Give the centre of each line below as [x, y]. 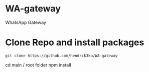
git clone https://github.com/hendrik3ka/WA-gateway [61, 56]
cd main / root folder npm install [38, 65]
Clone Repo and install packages [75, 42]
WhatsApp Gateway [26, 22]
